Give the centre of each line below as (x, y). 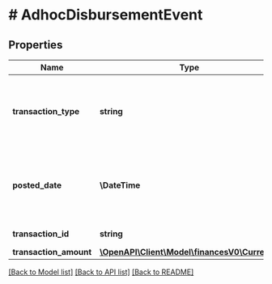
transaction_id (41, 234)
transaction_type (46, 111)
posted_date (37, 185)
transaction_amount (52, 252)
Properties (36, 45)
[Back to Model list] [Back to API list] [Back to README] (101, 272)
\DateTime (120, 185)
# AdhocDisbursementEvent (106, 15)
